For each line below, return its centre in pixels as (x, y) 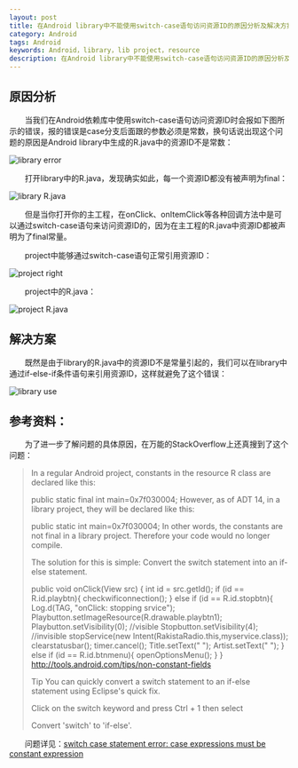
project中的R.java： (60, 291)
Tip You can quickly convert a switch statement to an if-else (141, 682)
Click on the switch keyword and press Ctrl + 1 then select (137, 709)
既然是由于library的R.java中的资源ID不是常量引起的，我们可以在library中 (157, 362)
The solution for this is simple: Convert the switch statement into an (154, 562)
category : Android (43, 34)
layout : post (33, 17)
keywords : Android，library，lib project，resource (105, 51)
